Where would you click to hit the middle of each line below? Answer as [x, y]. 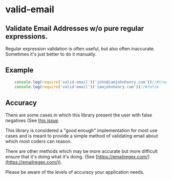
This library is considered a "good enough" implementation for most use [81, 131]
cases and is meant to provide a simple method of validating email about [82, 136]
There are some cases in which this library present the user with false [79, 115]
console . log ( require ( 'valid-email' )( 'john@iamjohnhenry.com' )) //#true [91, 82]
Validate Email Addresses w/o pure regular [75, 28]
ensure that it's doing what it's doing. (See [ [51, 157]
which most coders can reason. [39, 142]
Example [19, 70]
